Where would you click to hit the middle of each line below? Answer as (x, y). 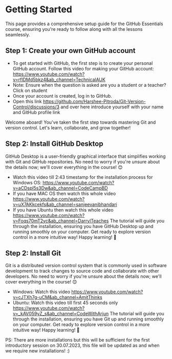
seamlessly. (18, 34)
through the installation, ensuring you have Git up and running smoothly (88, 319)
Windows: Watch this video (41, 292)
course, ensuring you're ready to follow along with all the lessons (74, 29)
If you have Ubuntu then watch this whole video (63, 210)
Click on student (30, 90)
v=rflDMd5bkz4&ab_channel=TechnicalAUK (59, 79)
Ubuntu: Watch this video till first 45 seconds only (65, 303)
